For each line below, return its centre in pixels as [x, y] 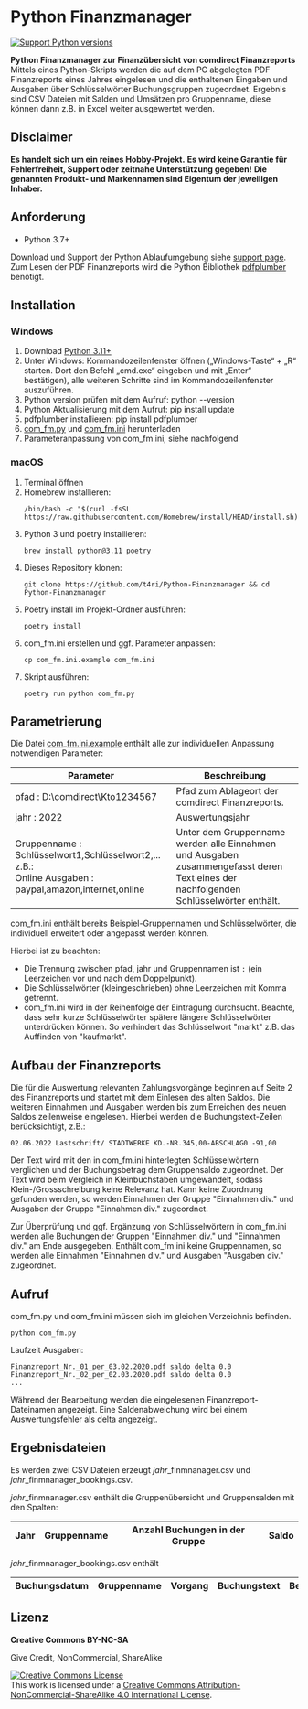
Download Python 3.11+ [68, 351]
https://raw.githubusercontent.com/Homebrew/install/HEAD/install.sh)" [163, 517]
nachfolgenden [208, 889]
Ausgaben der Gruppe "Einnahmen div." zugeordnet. [109, 1209]
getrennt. [41, 998]
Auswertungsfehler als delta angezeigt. [84, 1419]
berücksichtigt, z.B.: [48, 1126]
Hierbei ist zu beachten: [55, 951]
